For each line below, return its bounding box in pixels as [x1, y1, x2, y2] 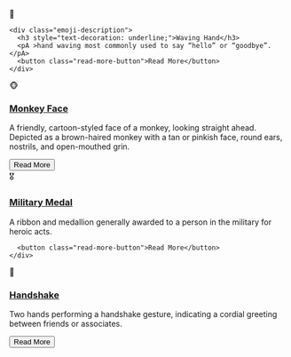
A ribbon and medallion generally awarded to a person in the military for [9, 217, 272, 227]
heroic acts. [9, 226, 52, 236]
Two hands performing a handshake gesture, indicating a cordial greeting [9, 308, 278, 319]
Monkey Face [9, 102, 68, 115]
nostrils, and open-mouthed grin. [9, 141, 130, 152]
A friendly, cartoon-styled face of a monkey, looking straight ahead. [9, 123, 257, 133]
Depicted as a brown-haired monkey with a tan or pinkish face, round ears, [9, 132, 283, 143]
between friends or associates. [9, 318, 122, 329]
